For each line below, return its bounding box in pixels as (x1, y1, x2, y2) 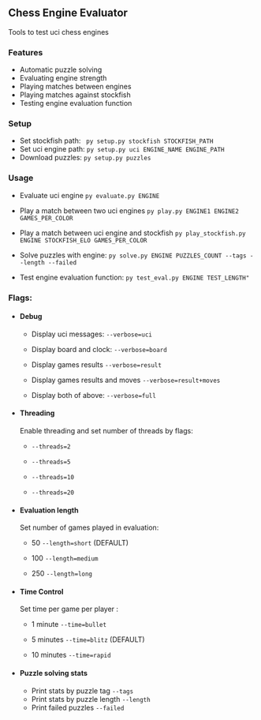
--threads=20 (31, 489, 75, 497)
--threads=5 (31, 458, 71, 467)
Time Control (19, 587, 64, 596)
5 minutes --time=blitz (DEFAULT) (31, 635, 145, 644)
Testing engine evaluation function (19, 99, 132, 108)
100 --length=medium (31, 553, 99, 563)
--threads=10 (31, 474, 75, 482)
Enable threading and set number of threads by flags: (19, 426, 193, 436)
